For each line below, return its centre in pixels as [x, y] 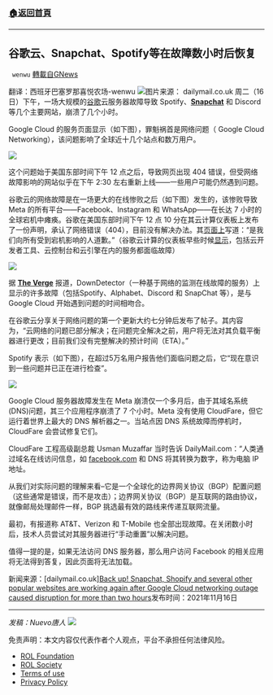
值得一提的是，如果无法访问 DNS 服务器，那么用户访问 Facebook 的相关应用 [136, 552]
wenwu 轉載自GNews [45, 74]
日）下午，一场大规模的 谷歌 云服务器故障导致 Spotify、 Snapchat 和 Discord [135, 102]
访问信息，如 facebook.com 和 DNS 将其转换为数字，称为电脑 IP [151, 459]
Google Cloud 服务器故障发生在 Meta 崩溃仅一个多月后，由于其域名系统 [128, 401]
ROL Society [41, 665]
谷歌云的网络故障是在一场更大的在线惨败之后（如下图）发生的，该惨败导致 [133, 199]
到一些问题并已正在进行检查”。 [60, 369]
